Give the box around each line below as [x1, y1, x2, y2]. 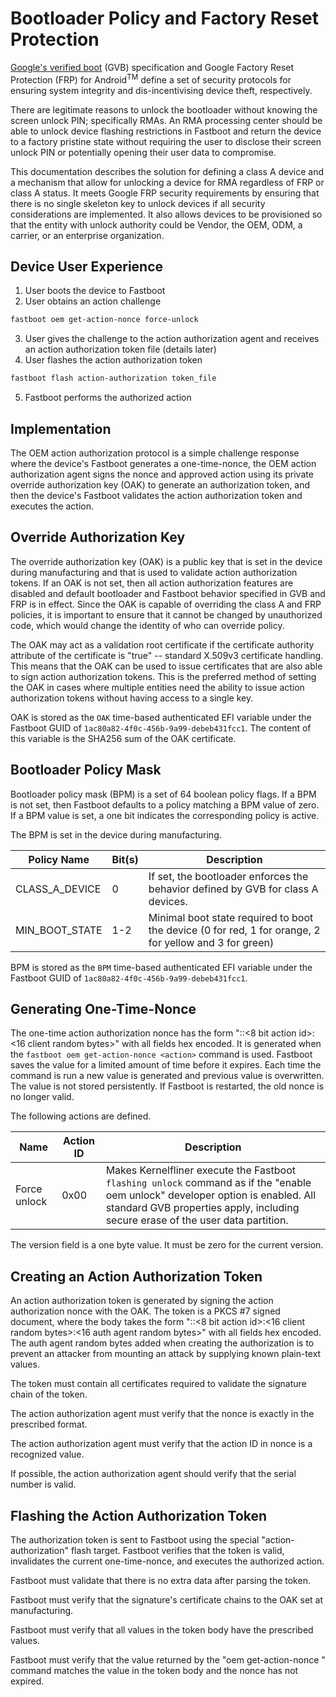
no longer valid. [10, 1091, 75, 1103]
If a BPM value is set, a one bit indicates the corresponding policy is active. [10, 809, 320, 821]
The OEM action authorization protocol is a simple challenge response [10, 447, 300, 459]
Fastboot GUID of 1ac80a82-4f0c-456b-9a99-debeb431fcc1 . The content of [10, 722, 312, 734]
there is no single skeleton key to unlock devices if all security [10, 197, 266, 209]
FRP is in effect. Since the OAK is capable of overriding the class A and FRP [10, 598, 322, 610]
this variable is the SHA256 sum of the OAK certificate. [10, 732, 237, 744]
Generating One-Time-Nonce [10, 1000, 197, 1017]
